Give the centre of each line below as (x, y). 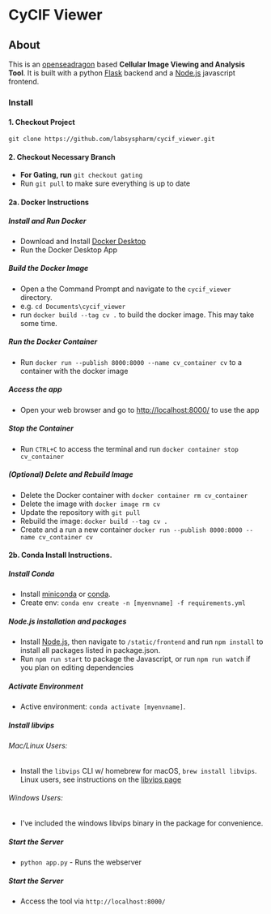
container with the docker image (74, 371)
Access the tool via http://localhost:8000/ (93, 901)
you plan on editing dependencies (77, 667)
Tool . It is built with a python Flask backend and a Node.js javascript (122, 73)
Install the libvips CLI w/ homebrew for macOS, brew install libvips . (138, 770)
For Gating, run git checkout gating (81, 175)
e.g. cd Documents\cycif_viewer (73, 306)
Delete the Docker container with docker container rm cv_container (134, 495)
